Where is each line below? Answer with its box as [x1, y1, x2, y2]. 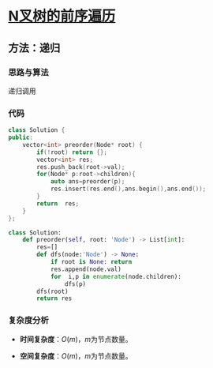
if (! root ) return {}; [36, 148, 108, 156]
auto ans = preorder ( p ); [50, 178, 125, 186]
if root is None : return [50, 258, 133, 266]
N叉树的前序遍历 [8, 7, 116, 25]
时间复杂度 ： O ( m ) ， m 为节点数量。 [19, 334, 133, 344]
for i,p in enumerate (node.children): [50, 272, 181, 280]
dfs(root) [36, 287, 69, 295]
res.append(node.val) [50, 265, 122, 273]
